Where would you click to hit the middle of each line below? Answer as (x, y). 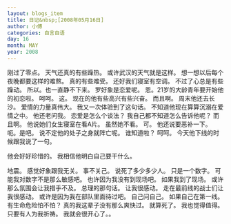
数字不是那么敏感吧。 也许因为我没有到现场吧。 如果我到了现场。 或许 (124, 179)
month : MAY (23, 45)
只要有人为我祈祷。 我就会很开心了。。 (61, 214)
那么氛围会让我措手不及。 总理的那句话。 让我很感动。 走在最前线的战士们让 (115, 187)
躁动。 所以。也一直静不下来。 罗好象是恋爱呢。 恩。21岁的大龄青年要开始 (113, 90)
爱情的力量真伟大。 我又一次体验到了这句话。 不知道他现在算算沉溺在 (119, 107)
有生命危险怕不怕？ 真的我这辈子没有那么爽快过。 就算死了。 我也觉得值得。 (115, 205)
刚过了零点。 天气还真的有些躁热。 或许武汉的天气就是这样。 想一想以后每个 (115, 72)
